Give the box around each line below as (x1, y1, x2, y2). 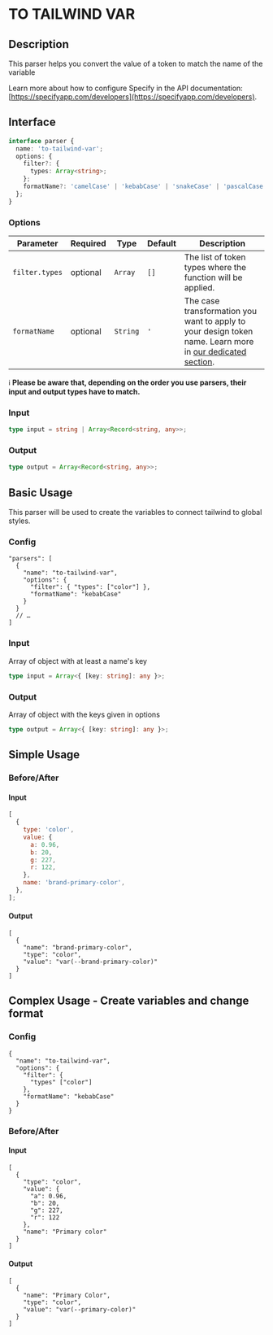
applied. (184, 281, 215, 293)
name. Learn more (184, 335, 254, 347)
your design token (184, 325, 253, 337)
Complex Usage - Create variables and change (8, 994, 249, 1008)
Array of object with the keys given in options (8, 709, 161, 719)
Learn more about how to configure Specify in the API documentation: (8, 83, 244, 93)
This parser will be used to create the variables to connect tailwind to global (8, 508, 262, 517)
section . (184, 356, 215, 367)
